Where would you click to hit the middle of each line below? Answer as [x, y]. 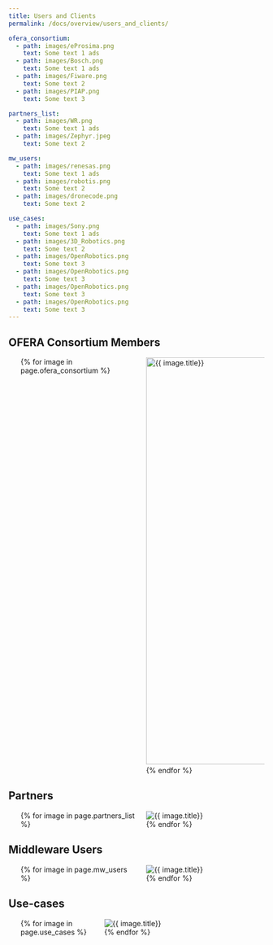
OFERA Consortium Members [84, 342]
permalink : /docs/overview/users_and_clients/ [89, 24]
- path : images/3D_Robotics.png [71, 241]
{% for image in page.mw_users [74, 869]
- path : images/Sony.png [58, 226]
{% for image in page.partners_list [78, 816]
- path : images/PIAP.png [58, 91]
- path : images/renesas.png [63, 166]
